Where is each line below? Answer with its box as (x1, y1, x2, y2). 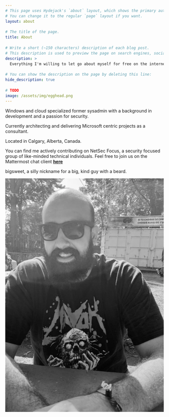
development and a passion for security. (5, 113, 89, 119)
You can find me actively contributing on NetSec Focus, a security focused (5, 148, 160, 154)
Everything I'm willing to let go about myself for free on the (10, 61, 147, 67)
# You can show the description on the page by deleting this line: (5, 72, 152, 77)
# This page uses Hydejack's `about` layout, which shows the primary (5, 8, 156, 13)
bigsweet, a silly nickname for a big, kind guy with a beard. (5, 168, 127, 174)
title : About (5, 35, 33, 40)
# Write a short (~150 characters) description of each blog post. (5, 45, 150, 50)
